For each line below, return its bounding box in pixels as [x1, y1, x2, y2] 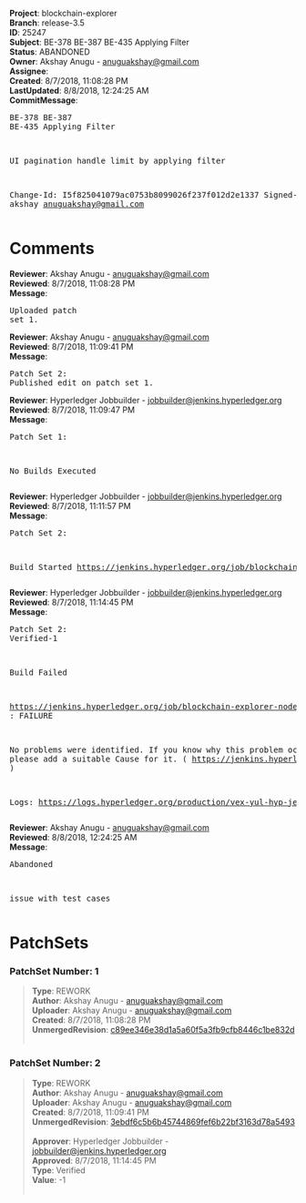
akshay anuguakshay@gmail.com [9, 199, 145, 209]
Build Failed [9, 667, 68, 678]
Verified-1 [9, 633, 58, 643]
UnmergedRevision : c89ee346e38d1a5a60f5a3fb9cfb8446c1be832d [31, 1025, 295, 1035]
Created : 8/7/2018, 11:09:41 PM [31, 1106, 150, 1117]
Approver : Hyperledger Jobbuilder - [31, 1136, 169, 1147]
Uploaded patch [9, 305, 77, 315]
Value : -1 [31, 1174, 66, 1185]
